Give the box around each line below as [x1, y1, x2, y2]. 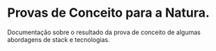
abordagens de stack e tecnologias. [7, 35, 110, 43]
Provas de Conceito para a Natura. [7, 5, 210, 21]
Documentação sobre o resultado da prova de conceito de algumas [7, 28, 201, 36]
